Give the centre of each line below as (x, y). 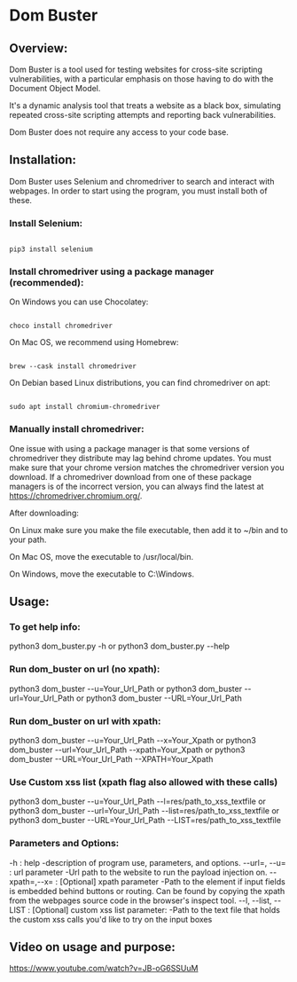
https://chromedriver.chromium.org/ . (76, 495)
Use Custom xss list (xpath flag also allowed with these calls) (144, 782)
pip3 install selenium (51, 249)
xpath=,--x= (31, 881)
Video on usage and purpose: (92, 947)
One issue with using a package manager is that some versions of (129, 448)
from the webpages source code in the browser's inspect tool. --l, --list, (141, 900)
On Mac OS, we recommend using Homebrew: (94, 342)
